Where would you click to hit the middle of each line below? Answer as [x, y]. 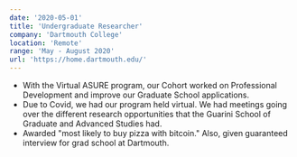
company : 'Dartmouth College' [66, 34]
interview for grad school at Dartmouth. [96, 143]
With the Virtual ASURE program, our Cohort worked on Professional [150, 85]
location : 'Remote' [46, 43]
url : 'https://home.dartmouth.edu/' [78, 60]
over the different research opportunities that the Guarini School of [146, 114]
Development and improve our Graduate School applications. [136, 95]
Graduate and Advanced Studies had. [92, 124]
